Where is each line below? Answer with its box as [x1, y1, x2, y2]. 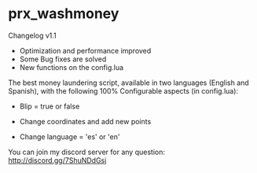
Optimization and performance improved [19, 46, 152, 55]
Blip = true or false [19, 101, 80, 111]
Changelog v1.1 [8, 31, 57, 40]
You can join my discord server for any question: [8, 147, 165, 156]
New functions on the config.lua [19, 62, 124, 72]
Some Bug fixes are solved [19, 54, 107, 64]
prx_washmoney [8, 5, 119, 23]
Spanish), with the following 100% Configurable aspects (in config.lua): [8, 86, 238, 95]
